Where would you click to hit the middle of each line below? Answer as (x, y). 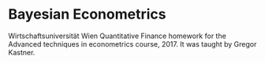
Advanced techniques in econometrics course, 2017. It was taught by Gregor (132, 44)
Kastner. (22, 52)
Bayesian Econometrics (87, 14)
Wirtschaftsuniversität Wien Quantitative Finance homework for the (117, 36)
